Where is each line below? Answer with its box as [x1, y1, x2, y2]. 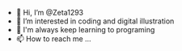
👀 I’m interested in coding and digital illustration [15, 16, 175, 26]
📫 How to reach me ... [15, 34, 91, 44]
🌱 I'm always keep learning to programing [15, 25, 155, 34]
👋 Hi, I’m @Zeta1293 [15, 8, 84, 17]
